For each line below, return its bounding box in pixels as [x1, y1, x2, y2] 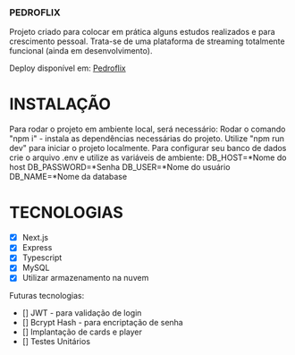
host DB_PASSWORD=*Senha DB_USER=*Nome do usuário [9, 162, 231, 173]
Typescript [21, 252, 63, 263]
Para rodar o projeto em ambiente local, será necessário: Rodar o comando [9, 123, 286, 135]
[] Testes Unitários [21, 336, 91, 347]
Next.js [21, 232, 49, 243]
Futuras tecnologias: [9, 291, 85, 301]
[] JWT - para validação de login [21, 308, 142, 318]
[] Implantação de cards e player [21, 326, 143, 337]
